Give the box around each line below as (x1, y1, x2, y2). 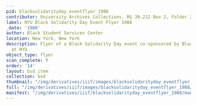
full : (6, 85, 19, 90)
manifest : (6, 90, 30, 96)
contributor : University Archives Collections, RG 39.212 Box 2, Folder (6, 14, 188, 20)
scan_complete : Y (6, 57, 49, 63)
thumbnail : (6, 79, 33, 85)
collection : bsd (6, 73, 46, 79)
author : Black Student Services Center (6, 30, 104, 36)
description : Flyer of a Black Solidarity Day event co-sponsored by (6, 41, 180, 47)
